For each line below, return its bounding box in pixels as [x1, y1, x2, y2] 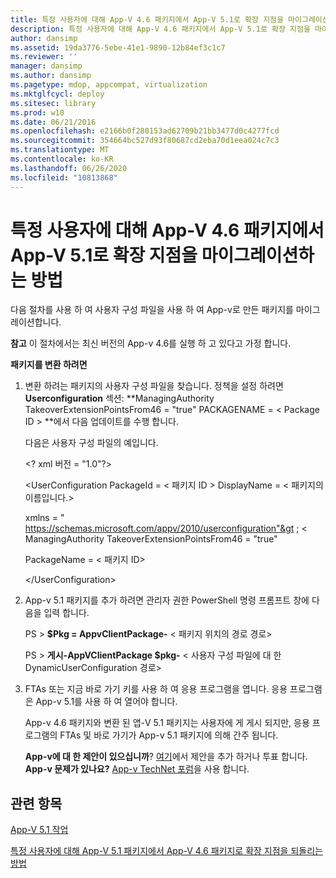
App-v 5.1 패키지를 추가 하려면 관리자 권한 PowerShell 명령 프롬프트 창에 [24, 594, 310, 606]
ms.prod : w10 [10, 107, 65, 118]
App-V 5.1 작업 [10, 824, 69, 836]
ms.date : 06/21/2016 [10, 117, 97, 127]
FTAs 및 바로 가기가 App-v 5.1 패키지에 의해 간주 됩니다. [59, 729, 279, 741]
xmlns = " [24, 512, 65, 524]
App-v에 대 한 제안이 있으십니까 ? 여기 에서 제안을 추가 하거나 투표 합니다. [24, 751, 308, 763]
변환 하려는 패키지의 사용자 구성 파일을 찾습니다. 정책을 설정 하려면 [24, 380, 284, 392]
